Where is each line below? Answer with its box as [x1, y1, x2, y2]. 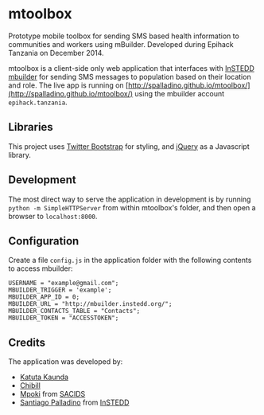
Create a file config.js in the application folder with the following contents [8, 256, 252, 265]
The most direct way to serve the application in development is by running [8, 194, 251, 204]
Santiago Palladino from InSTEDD [19, 397, 130, 407]
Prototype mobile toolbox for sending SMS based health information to [8, 31, 240, 41]
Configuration [8, 234, 80, 248]
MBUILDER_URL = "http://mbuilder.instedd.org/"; [8, 300, 173, 308]
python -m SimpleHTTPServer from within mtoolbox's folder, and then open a [8, 202, 256, 212]
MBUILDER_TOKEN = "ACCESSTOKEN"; [8, 314, 119, 323]
